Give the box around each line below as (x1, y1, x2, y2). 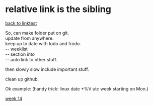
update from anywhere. (5, 35, 54, 41)
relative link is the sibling (5, 4, 112, 15)
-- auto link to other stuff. (5, 56, 58, 62)
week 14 (5, 95, 23, 101)
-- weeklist (5, 46, 28, 52)
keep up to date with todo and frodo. (5, 40, 82, 46)
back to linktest (5, 20, 37, 26)
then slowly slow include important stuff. (5, 66, 89, 72)
